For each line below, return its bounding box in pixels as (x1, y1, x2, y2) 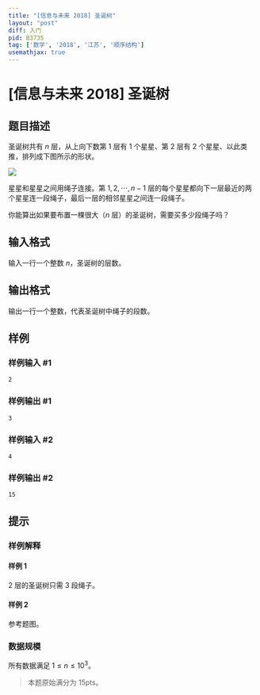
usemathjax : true (8, 48, 66, 56)
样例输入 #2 (8, 434, 54, 445)
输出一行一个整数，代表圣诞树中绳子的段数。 (8, 306, 155, 316)
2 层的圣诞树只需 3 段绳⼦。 (8, 580, 100, 589)
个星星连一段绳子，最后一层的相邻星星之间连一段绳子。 (8, 194, 189, 202)
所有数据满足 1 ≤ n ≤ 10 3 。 (8, 659, 95, 670)
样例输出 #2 (8, 472, 54, 483)
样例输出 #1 (8, 396, 52, 407)
